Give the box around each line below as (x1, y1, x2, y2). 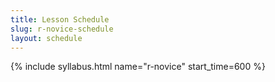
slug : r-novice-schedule (10, 24, 114, 34)
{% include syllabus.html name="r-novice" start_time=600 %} (10, 61, 266, 73)
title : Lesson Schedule (10, 14, 110, 25)
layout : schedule (10, 33, 83, 43)
